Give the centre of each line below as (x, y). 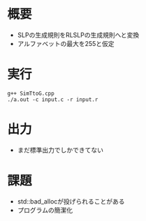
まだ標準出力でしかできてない (60, 150)
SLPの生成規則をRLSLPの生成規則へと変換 (78, 35)
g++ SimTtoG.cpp (31, 93)
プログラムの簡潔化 (45, 210)
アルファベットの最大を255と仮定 (66, 43)
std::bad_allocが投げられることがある (71, 201)
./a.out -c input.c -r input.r (53, 99)
